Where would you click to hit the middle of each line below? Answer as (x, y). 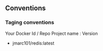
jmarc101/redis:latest (33, 43)
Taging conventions (30, 22)
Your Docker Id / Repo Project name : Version (51, 33)
